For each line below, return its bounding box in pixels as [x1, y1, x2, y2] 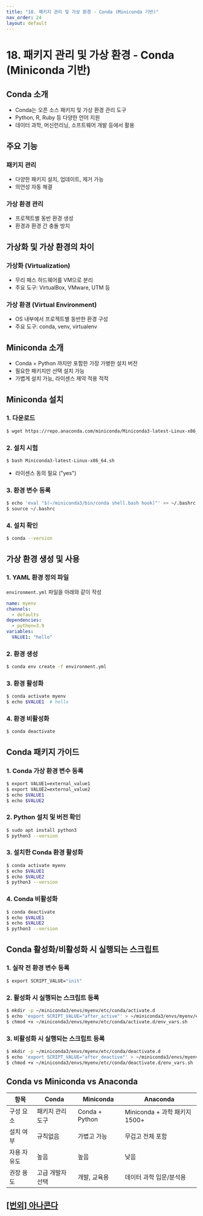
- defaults [11, 611, 39, 618]
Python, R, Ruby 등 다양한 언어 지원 [14, 114, 100, 121]
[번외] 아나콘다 [6, 1200, 59, 1211]
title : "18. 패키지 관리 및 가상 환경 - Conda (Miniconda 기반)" [6, 8, 159, 15]
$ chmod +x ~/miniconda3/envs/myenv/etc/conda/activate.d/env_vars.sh [6, 1018, 188, 1025]
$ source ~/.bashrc [6, 506, 56, 512]
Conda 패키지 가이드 [6, 746, 80, 757]
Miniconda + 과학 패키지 [124, 1108, 192, 1117]
